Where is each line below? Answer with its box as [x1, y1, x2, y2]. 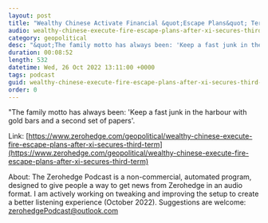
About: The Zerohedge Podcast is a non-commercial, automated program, [8, 172, 252, 182]
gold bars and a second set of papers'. [8, 116, 136, 126]
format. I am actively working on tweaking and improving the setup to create [8, 189, 259, 199]
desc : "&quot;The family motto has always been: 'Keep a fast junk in [8, 41, 248, 49]
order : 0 [8, 85, 37, 94]
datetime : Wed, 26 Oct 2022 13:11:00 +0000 [8, 64, 156, 72]
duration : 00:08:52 [8, 49, 73, 57]
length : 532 [8, 57, 48, 65]
